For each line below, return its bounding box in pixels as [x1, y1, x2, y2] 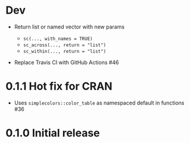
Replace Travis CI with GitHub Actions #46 [14, 59, 119, 66]
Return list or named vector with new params [14, 23, 125, 30]
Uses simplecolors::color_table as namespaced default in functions [14, 99, 185, 106]
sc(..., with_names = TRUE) [23, 36, 93, 42]
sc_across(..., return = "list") [23, 42, 107, 48]
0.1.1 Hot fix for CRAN [5, 80, 113, 93]
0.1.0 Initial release [5, 126, 100, 140]
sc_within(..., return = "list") [23, 48, 107, 54]
